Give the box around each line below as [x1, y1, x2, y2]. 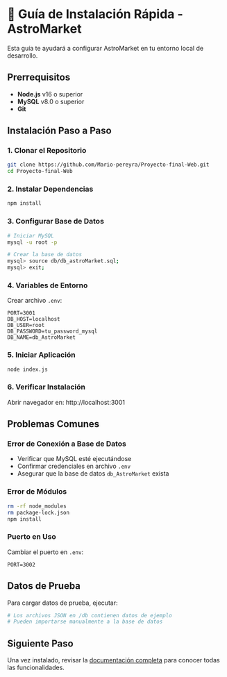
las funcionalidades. [7, 663, 65, 672]
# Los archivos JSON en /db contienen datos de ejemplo [7, 612, 172, 619]
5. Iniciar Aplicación [7, 350, 76, 360]
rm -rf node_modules [7, 503, 67, 510]
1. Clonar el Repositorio [7, 146, 87, 156]
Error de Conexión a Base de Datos [7, 439, 126, 449]
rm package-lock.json [7, 509, 70, 516]
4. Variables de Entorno [7, 281, 88, 290]
